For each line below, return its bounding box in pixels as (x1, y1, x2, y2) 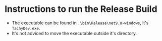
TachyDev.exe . (11, 25, 40, 31)
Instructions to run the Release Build (4, 3, 158, 15)
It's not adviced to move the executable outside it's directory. (11, 30, 137, 36)
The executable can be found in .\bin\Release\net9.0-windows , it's (11, 20, 149, 26)
